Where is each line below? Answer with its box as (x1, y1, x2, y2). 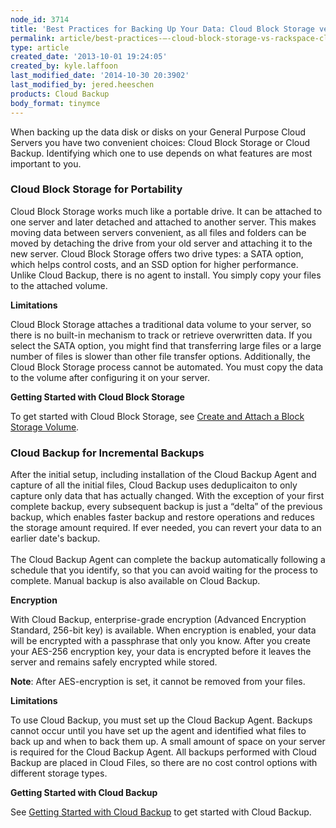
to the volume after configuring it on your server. (10, 371, 211, 383)
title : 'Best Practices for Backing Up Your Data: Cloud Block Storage (10, 24, 315, 34)
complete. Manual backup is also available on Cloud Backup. (10, 575, 261, 587)
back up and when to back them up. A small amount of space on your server (10, 736, 326, 748)
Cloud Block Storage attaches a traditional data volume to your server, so (10, 318, 312, 330)
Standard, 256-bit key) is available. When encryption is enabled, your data (10, 624, 317, 636)
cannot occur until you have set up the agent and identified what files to (10, 725, 307, 737)
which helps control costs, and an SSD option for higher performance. (10, 258, 299, 270)
